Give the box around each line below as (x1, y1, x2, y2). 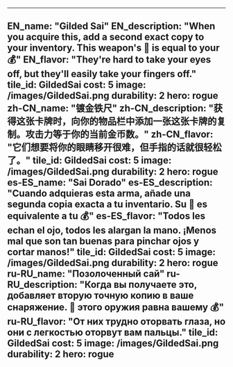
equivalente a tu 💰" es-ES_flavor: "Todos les (7, 210, 206, 222)
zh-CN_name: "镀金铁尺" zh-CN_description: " (7, 102, 214, 115)
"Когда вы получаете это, (79, 279, 198, 291)
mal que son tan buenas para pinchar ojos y (7, 236, 200, 247)
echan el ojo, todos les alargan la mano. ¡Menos (7, 225, 217, 236)
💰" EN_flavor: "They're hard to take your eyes (7, 54, 212, 66)
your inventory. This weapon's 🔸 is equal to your (7, 42, 220, 54)
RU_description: (7, 279, 78, 291)
